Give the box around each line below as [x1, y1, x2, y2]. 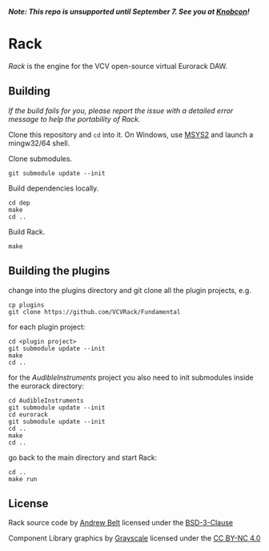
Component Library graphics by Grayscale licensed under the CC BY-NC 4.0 [8, 533, 261, 543]
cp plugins [8, 300, 45, 309]
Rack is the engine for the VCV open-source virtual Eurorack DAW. [8, 61, 228, 70]
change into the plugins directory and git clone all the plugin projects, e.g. [8, 285, 252, 295]
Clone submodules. [8, 154, 73, 163]
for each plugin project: [8, 322, 86, 332]
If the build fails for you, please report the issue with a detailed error [8, 106, 234, 115]
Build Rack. [8, 227, 46, 236]
